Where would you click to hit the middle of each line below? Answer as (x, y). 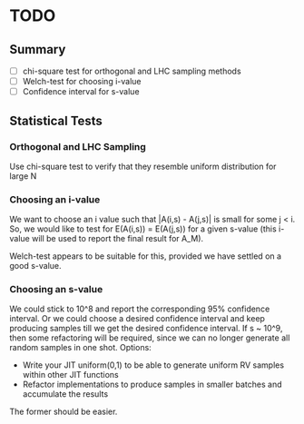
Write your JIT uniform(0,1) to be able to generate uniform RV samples (153, 365)
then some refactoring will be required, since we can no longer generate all (150, 338)
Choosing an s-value (56, 290)
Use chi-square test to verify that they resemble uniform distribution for (143, 166)
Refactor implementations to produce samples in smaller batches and (152, 385)
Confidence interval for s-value (81, 92)
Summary (38, 49)
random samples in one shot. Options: (80, 348)
